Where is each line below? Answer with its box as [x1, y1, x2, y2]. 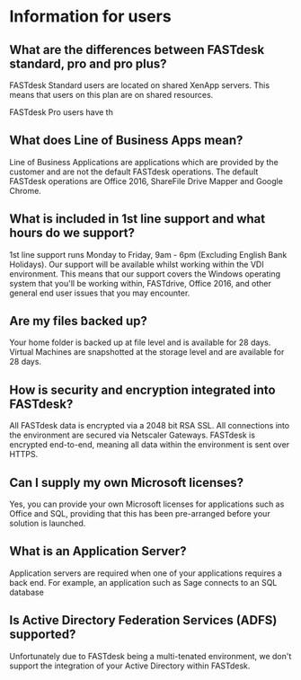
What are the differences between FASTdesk [9, 42, 265, 57]
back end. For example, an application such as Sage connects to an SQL [9, 577, 278, 587]
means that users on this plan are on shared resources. [9, 90, 214, 100]
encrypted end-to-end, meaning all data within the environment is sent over [9, 439, 290, 450]
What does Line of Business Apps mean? [9, 133, 243, 148]
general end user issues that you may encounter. [9, 287, 190, 298]
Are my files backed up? [9, 314, 148, 329]
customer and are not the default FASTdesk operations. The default [9, 166, 259, 177]
